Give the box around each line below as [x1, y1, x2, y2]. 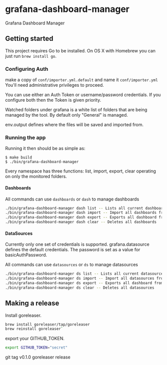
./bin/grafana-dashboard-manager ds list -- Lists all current [5, 271, 139, 276]
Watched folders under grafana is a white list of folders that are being [5, 107, 148, 113]
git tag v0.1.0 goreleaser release [5, 354, 71, 360]
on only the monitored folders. [5, 174, 67, 180]
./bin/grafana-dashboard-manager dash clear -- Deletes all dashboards [5, 219, 157, 225]
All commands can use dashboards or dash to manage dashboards [5, 196, 139, 202]
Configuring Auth [5, 65, 49, 72]
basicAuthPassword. [5, 252, 47, 258]
